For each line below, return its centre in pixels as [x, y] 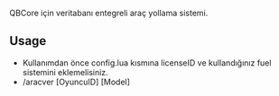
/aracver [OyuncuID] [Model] [76, 82]
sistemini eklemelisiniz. [65, 72]
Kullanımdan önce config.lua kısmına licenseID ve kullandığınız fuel [147, 63]
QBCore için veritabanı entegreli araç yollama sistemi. [109, 13]
